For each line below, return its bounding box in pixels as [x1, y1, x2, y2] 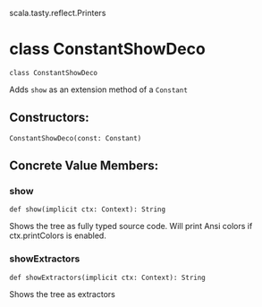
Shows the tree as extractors [9, 288, 116, 299]
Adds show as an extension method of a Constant [9, 84, 188, 95]
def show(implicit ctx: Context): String [9, 205, 166, 214]
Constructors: [9, 110, 89, 125]
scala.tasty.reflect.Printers [9, 8, 106, 18]
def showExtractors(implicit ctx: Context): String [9, 273, 206, 282]
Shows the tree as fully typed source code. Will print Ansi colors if [9, 221, 253, 232]
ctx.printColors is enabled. [9, 230, 107, 241]
